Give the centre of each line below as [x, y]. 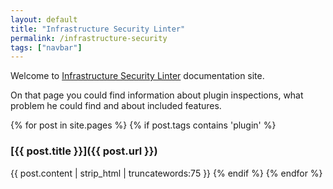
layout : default [44, 19]
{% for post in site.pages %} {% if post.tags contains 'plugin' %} [143, 125]
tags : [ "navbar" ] [46, 47]
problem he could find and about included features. [116, 106]
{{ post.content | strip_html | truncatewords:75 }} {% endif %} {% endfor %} [166, 173]
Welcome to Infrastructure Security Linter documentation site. [137, 76]
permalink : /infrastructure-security [89, 38]
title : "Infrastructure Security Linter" [98, 29]
